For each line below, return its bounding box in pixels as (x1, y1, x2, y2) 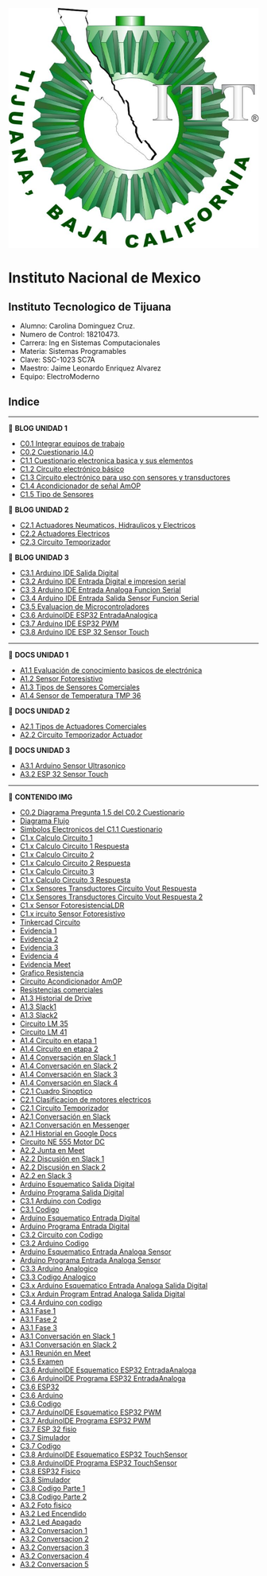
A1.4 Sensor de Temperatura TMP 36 (19, 691, 141, 701)
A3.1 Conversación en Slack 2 (19, 1340, 117, 1349)
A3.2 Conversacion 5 (19, 1559, 89, 1570)
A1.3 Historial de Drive (19, 994, 93, 1003)
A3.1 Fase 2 (19, 1314, 58, 1324)
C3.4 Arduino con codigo (19, 1298, 103, 1307)
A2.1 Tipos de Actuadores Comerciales (19, 722, 147, 732)
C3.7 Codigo (19, 1442, 61, 1451)
